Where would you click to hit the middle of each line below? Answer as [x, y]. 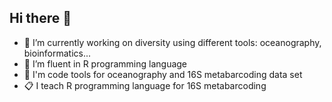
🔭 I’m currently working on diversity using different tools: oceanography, [172, 42]
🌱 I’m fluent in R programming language [105, 63]
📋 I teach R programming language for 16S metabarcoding [145, 85]
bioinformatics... [57, 53]
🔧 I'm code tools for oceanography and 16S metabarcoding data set [163, 74]
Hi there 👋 [40, 18]
